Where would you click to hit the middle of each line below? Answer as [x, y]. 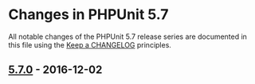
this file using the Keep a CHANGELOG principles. [90, 44]
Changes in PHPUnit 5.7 [88, 15]
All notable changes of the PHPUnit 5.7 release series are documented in [127, 36]
